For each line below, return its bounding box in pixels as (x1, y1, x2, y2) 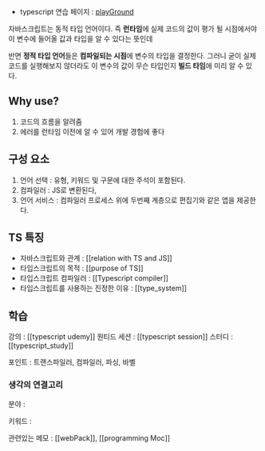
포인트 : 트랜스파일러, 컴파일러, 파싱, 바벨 (8, 357, 136, 367)
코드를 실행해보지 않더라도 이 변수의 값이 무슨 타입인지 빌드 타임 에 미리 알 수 (8, 61, 244, 70)
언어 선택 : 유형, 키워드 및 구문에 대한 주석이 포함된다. (19, 175, 186, 185)
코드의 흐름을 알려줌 (19, 117, 82, 126)
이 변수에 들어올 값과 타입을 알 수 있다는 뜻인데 (8, 34, 153, 43)
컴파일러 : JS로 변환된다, (19, 185, 97, 194)
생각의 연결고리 (8, 379, 64, 390)
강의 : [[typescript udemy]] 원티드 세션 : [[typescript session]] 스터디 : (8, 332, 234, 341)
